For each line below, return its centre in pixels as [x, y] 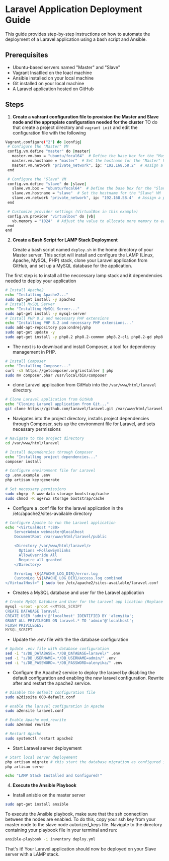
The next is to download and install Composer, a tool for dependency [84, 347]
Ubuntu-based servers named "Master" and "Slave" [66, 67]
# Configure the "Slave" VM [37, 179]
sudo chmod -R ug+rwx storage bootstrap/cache [55, 498]
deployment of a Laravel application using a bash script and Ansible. [76, 39]
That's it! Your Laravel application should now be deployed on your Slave [81, 849]
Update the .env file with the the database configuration [70, 640]
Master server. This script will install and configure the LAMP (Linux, [83, 255]
